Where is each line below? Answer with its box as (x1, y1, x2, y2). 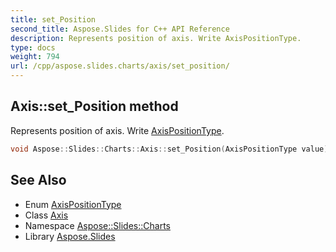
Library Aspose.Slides (24, 230, 116, 242)
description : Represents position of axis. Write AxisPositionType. (10, 33, 302, 43)
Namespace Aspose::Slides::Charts (24, 219, 171, 231)
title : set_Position (10, 14, 97, 25)
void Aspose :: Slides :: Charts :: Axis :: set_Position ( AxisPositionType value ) (10, 144, 329, 154)
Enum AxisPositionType (24, 198, 122, 210)
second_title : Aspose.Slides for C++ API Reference (10, 24, 230, 34)
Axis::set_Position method (10, 98, 179, 115)
